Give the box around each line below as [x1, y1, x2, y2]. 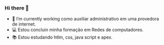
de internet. [11, 21, 36, 27]
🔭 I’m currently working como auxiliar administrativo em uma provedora [11, 16, 159, 22]
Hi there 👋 [4, 4, 29, 11]
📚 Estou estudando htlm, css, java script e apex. [11, 34, 113, 40]
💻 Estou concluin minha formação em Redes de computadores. [11, 27, 143, 33]
